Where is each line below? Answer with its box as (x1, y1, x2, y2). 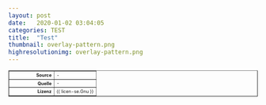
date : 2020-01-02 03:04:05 (8, 19, 104, 27)
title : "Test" (8, 33, 59, 42)
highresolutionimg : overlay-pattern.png (8, 48, 144, 56)
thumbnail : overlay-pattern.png (8, 41, 115, 49)
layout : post (8, 11, 51, 20)
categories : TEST (8, 26, 66, 34)
